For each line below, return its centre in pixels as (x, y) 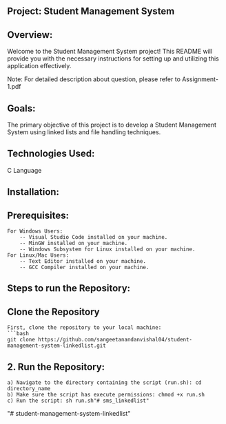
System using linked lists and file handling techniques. (84, 132)
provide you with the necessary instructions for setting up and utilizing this (113, 59)
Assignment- (200, 79)
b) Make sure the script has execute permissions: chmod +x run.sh (106, 395)
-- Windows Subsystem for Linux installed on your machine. (107, 250)
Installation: (33, 192)
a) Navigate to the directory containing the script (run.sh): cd (104, 383)
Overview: (30, 35)
